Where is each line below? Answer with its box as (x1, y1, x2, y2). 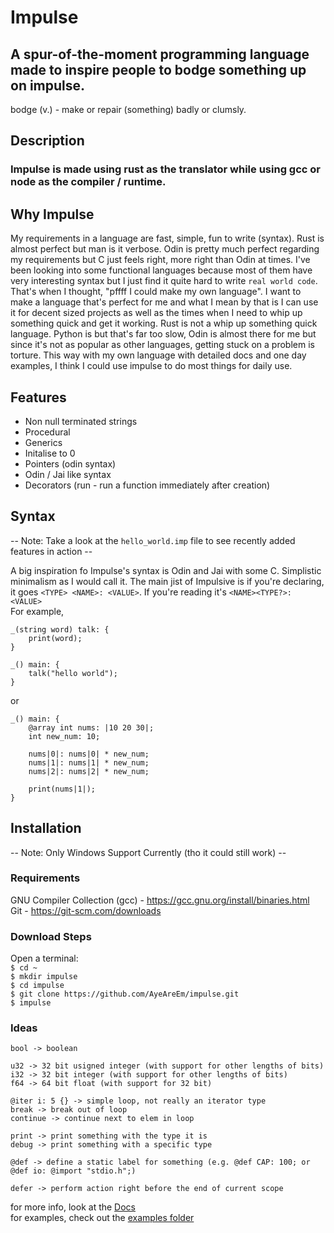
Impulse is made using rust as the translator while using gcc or (10, 162, 321, 176)
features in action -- (10, 545, 93, 557)
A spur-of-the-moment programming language (10, 46, 310, 63)
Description (10, 132, 85, 150)
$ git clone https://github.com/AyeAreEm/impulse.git (10, 989, 240, 1000)
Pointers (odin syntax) (24, 457, 117, 470)
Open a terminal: (10, 952, 79, 965)
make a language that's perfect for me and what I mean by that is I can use (10, 296, 319, 308)
